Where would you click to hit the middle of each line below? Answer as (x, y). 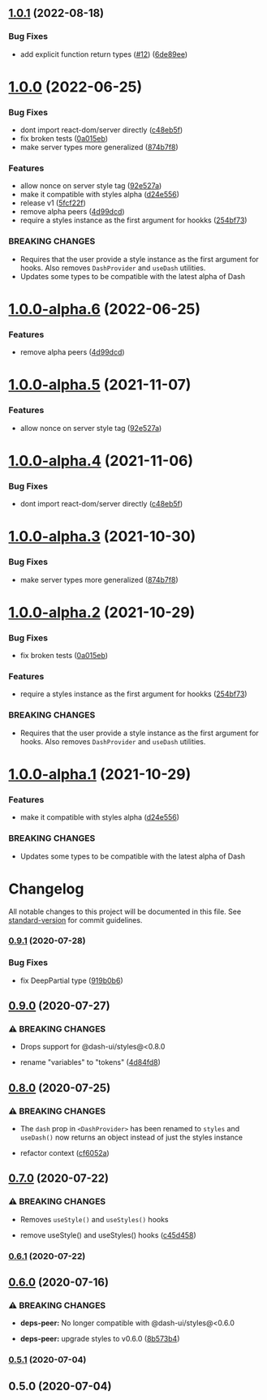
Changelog (46, 889)
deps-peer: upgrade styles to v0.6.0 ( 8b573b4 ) (100, 1339)
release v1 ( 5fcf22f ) (53, 203)
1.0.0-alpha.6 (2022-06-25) (105, 309)
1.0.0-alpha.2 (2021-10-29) (102, 612)
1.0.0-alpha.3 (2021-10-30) (102, 537)
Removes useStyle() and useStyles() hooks (94, 1219)
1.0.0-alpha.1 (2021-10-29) (100, 774)
